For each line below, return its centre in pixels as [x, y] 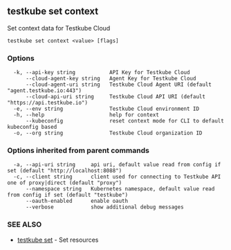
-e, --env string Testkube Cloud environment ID [106, 109]
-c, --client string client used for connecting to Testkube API [117, 177]
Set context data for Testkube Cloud [59, 28]
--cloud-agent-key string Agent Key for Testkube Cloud [111, 79]
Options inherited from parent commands [78, 150]
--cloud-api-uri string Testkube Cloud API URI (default [115, 97]
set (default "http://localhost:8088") [65, 171]
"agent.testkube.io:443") [44, 91]
